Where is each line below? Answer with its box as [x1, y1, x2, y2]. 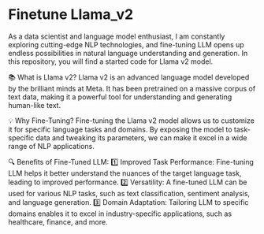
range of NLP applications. [8, 141, 95, 150]
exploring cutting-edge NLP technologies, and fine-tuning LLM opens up [8, 39, 244, 49]
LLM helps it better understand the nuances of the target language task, [8, 168, 242, 178]
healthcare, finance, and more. [8, 217, 108, 226]
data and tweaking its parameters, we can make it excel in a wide [35, 132, 247, 143]
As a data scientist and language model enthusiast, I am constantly [8, 32, 225, 41]
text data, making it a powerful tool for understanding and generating [8, 92, 232, 102]
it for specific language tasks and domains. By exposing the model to [8, 124, 232, 134]
